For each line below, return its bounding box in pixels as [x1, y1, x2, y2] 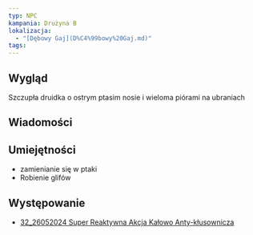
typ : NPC [8, 11, 38, 20]
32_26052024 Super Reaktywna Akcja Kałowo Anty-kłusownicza [19, 217, 235, 227]
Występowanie [8, 196, 86, 209]
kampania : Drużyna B [8, 19, 78, 27]
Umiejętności [8, 143, 76, 156]
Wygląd [8, 71, 48, 85]
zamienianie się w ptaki [19, 164, 98, 174]
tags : [8, 42, 26, 50]
